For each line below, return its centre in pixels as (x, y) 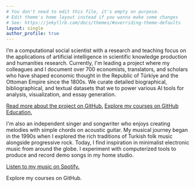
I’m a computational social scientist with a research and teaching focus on (96, 50)
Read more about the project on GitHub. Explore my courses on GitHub (92, 106)
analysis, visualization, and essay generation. (61, 95)
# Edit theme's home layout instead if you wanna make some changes (92, 17)
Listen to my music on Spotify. (43, 167)
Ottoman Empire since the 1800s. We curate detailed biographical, (87, 82)
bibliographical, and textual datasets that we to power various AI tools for (95, 88)
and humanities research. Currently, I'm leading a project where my (88, 63)
